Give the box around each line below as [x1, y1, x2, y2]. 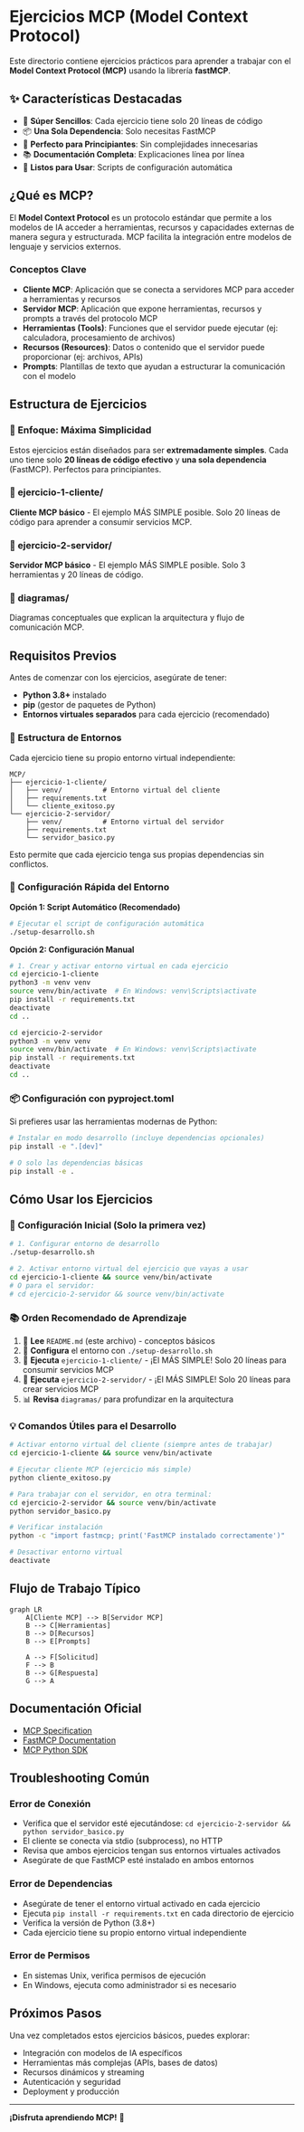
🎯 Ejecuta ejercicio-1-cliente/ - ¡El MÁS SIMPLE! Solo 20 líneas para [22, 1355, 287, 1366]
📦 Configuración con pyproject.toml [9, 1092, 175, 1105]
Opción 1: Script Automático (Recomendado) [9, 901, 181, 912]
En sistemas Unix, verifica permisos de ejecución [22, 1970, 206, 1981]
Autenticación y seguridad [22, 2076, 121, 2087]
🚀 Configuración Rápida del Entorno [9, 880, 170, 893]
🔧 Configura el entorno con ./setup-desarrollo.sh [22, 1346, 214, 1356]
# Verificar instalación [9, 1523, 103, 1532]
